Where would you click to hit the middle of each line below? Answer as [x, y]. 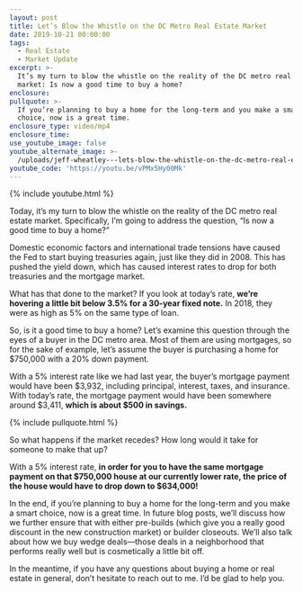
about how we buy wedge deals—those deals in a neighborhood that [137, 542]
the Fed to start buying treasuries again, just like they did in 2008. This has [147, 257]
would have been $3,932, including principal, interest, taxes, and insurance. [150, 386]
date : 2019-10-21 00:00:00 [60, 34]
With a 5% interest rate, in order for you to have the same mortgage [137, 467]
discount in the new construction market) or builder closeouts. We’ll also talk [151, 533]
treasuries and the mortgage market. [77, 276]
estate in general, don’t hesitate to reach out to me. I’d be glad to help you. [147, 579]
